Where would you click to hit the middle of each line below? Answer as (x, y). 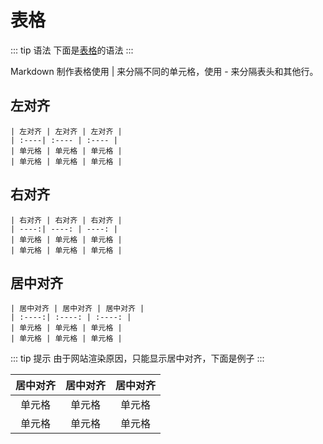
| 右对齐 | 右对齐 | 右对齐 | (66, 220)
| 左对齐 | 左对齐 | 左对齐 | (66, 131)
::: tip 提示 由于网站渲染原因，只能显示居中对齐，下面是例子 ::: (137, 358)
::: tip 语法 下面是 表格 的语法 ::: (72, 50)
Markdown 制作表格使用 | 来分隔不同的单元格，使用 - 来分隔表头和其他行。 (164, 71)
